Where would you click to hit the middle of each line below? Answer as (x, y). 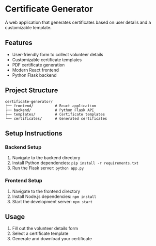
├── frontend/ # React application (51, 106)
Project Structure (31, 90)
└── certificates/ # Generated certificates (56, 118)
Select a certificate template (40, 233)
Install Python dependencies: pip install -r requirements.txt (75, 163)
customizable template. (28, 27)
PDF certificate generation (38, 65)
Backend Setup (23, 147)
